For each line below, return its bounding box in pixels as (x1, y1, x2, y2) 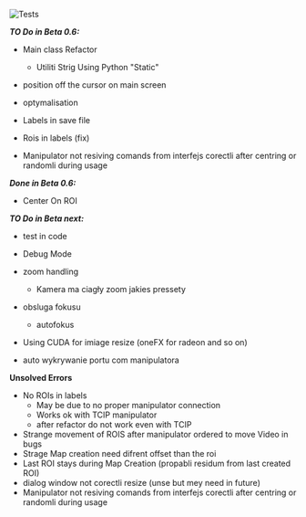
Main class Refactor (22, 44, 97, 55)
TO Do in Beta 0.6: (9, 26, 80, 37)
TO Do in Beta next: (9, 213, 85, 224)
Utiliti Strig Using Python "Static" (36, 62, 159, 72)
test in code (22, 231, 68, 241)
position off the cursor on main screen (22, 79, 167, 90)
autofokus (36, 320, 75, 330)
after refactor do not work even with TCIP (36, 419, 192, 429)
